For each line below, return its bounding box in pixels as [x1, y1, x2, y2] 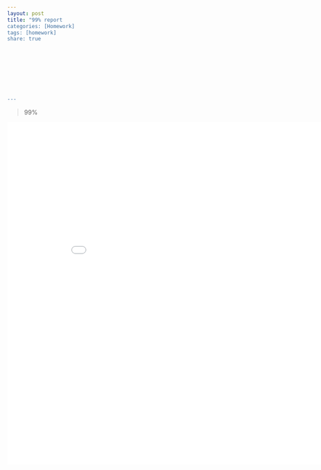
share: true [7, 36, 41, 42]
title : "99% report [7, 16, 63, 23]
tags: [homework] [7, 29, 57, 36]
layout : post [7, 10, 45, 17]
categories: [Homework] [7, 23, 75, 29]
